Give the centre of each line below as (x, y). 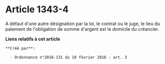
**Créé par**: (20, 48)
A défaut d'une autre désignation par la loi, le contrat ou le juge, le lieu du (83, 24)
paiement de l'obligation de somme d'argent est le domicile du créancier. (82, 29)
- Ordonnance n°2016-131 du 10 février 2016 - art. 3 (68, 57)
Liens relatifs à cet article (33, 39)
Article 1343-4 (37, 9)
